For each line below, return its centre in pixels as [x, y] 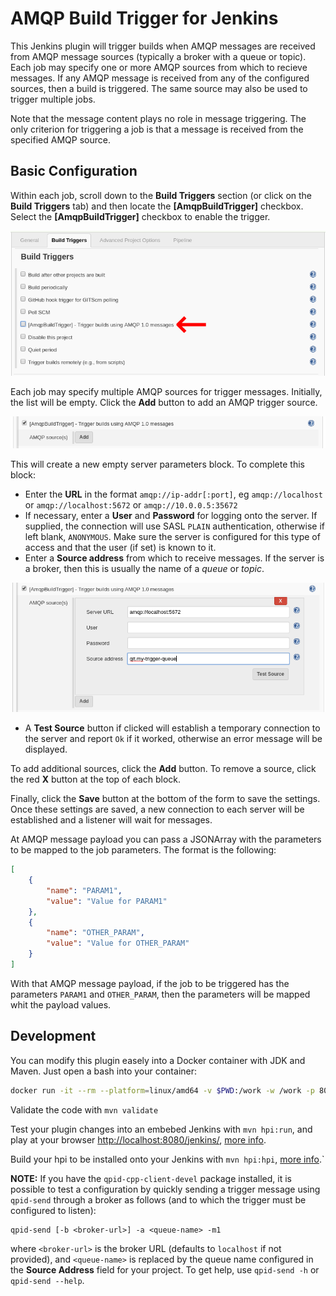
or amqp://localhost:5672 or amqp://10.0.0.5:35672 [131, 504]
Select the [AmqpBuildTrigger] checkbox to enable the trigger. [140, 216]
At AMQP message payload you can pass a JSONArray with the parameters [166, 839]
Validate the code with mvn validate [84, 1109]
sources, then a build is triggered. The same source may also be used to [159, 88]
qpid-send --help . [47, 1280]
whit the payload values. [61, 1004]
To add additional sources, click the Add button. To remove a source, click [163, 769]
